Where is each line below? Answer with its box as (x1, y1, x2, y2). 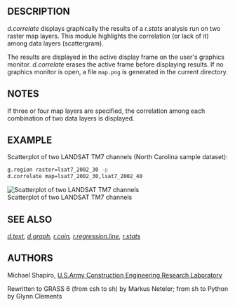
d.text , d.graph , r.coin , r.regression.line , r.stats (7, 232, 141, 240)
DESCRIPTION (7, 6, 70, 18)
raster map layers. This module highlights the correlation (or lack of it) (7, 32, 209, 40)
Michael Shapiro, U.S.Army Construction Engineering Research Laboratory (7, 271, 222, 279)
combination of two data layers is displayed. (7, 114, 135, 122)
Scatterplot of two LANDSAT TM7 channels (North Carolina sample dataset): (7, 153, 228, 161)
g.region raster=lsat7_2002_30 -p (7, 166, 109, 174)
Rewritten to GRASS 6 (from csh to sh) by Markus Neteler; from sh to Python (7, 284, 229, 293)
